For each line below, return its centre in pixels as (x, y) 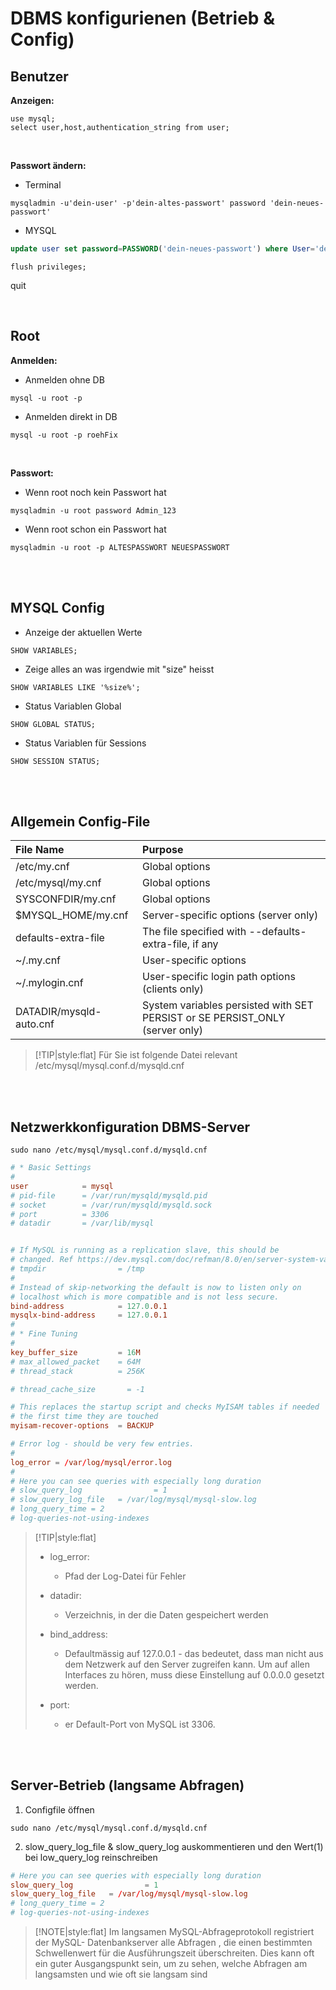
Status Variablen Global (73, 706)
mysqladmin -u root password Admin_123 (93, 510)
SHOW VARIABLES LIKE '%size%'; (75, 687)
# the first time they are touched (84, 1417)
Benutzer (39, 76)
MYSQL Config (57, 608)
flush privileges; (48, 267)
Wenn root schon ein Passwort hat (95, 529)
